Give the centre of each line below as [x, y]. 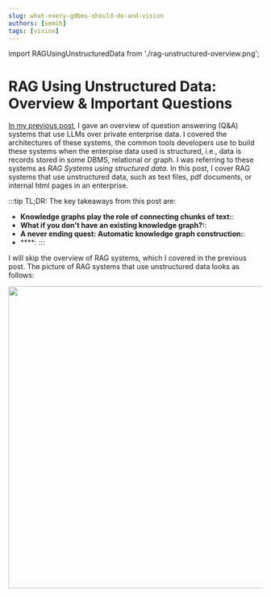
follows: [21, 276]
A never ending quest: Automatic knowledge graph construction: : [133, 234]
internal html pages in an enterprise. [69, 185]
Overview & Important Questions [120, 104]
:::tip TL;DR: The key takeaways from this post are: [92, 201]
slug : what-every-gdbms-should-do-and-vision [86, 16]
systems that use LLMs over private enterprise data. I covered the [118, 135]
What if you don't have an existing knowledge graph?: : [113, 226]
